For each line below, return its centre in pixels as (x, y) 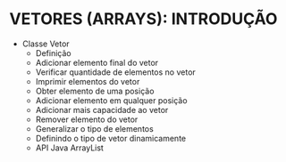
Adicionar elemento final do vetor (97, 62)
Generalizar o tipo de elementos (94, 128)
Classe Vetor (46, 44)
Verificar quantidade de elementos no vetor (116, 72)
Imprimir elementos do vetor (88, 81)
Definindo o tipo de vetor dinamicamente (110, 138)
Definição (53, 53)
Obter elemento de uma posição (95, 91)
